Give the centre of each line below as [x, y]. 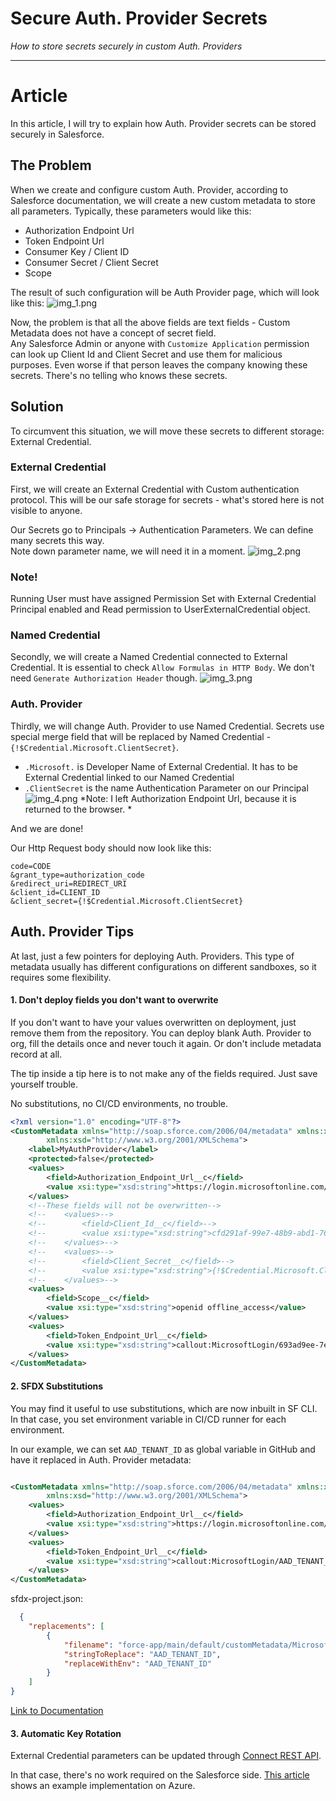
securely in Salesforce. [57, 134]
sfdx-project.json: [47, 1599]
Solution [37, 407]
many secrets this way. [57, 540]
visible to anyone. [46, 510]
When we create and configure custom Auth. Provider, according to [149, 189]
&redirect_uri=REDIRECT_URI [69, 883]
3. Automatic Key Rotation [66, 1733]
